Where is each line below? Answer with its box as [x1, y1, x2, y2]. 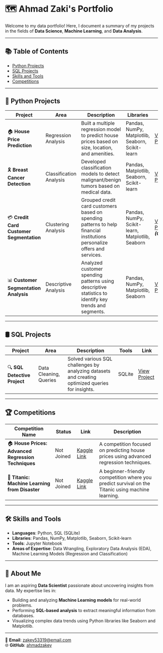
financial [81, 227, 101, 234]
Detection [7, 180, 31, 187]
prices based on [81, 138, 118, 145]
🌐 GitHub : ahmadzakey [5, 642, 52, 648]
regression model [81, 126, 121, 133]
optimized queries [67, 380, 109, 387]
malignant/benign [81, 176, 121, 183]
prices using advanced [99, 453, 151, 459]
